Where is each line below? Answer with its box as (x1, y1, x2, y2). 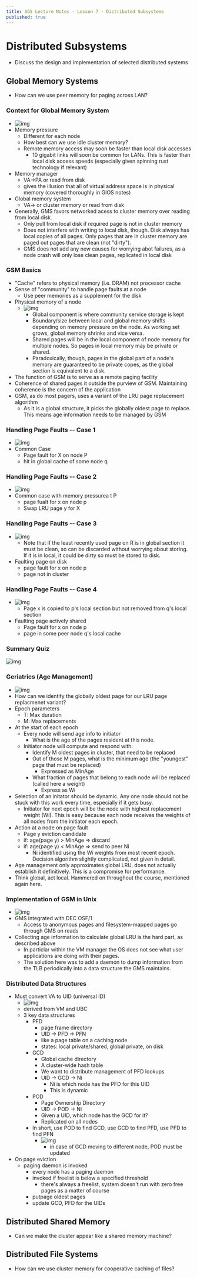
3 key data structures (23, 1012, 75, 1019)
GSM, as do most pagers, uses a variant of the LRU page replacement (14, 392, 184, 399)
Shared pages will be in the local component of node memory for (32, 335, 190, 342)
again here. (14, 880, 42, 887)
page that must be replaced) (32, 761, 101, 768)
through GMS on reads (23, 927, 79, 934)
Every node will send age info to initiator (23, 730, 121, 737)
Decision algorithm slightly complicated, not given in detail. (32, 855, 175, 862)
